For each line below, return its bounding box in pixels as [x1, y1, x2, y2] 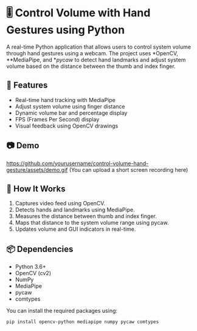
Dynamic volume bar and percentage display [15, 109, 128, 117]
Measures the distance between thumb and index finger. [15, 213, 157, 220]
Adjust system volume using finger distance [15, 103, 126, 110]
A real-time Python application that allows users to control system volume [6, 43, 192, 50]
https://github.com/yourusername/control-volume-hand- [6, 160, 149, 167]
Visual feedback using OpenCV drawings [15, 122, 119, 129]
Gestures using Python [6, 23, 125, 37]
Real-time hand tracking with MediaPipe [15, 96, 116, 103]
